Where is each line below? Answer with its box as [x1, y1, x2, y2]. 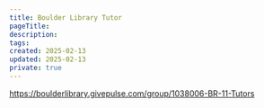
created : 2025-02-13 [9, 47, 87, 56]
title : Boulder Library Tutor [9, 13, 123, 22]
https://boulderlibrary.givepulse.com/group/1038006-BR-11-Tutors [9, 87, 255, 99]
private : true [9, 64, 63, 73]
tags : [9, 38, 30, 48]
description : [9, 30, 58, 39]
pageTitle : [9, 22, 50, 31]
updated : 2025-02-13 [9, 55, 87, 64]
